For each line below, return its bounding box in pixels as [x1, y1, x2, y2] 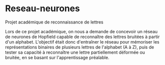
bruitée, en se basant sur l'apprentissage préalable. [5, 54, 110, 60]
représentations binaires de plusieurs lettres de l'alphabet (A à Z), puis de [5, 44, 154, 50]
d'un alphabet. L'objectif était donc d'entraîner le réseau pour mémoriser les [5, 39, 160, 44]
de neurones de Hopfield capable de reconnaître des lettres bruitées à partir [5, 34, 160, 40]
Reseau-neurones [5, 3, 80, 14]
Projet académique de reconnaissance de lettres [5, 19, 103, 25]
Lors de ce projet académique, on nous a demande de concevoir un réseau [5, 28, 158, 34]
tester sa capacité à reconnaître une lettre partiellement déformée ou [5, 49, 145, 55]
